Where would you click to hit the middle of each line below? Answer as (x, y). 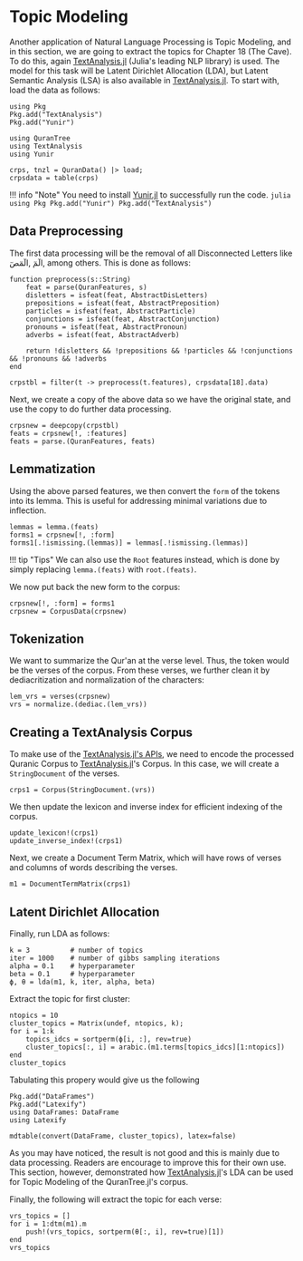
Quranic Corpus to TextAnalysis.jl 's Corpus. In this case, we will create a (144, 764)
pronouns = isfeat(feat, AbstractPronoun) (107, 327)
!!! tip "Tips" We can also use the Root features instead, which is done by (145, 559)
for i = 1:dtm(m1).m (48, 1224)
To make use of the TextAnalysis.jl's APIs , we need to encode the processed (152, 754)
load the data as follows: (55, 90)
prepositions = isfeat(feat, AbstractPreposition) (123, 303)
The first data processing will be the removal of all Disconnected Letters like (151, 253)
